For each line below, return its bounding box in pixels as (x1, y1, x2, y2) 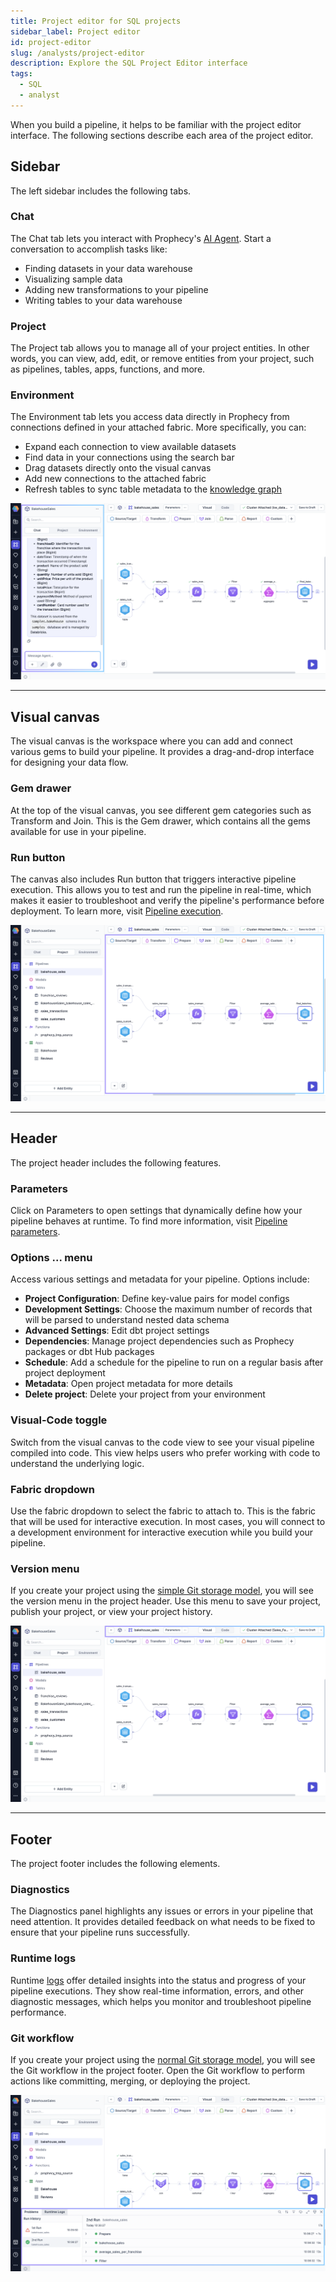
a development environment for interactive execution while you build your (10, 1526, 314, 1538)
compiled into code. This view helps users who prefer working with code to (10, 1446, 321, 1459)
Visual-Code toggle (10, 1413, 108, 1427)
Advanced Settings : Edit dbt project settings (24, 1325, 210, 1337)
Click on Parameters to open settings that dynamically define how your (10, 1205, 303, 1216)
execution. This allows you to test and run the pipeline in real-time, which (10, 883, 312, 895)
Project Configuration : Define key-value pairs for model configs (24, 1293, 290, 1305)
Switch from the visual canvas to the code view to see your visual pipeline (10, 1436, 315, 1448)
